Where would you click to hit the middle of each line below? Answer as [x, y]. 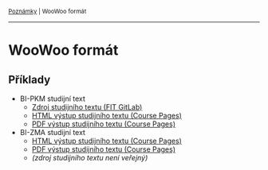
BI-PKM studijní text [53, 99]
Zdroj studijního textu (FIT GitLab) [87, 107]
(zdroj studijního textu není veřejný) [90, 158]
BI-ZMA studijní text [53, 132]
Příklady [30, 79]
